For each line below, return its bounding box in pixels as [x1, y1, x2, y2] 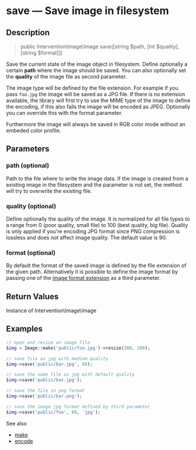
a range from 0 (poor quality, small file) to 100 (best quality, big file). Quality [6, 221, 188, 228]
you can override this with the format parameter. [6, 110, 123, 116]
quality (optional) [6, 202, 57, 210]
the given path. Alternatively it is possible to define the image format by [6, 268, 178, 275]
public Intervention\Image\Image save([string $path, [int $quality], [20, 43, 180, 50]
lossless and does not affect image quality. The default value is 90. [6, 234, 167, 241]
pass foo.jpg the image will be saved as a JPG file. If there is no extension [6, 91, 185, 97]
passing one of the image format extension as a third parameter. [6, 275, 161, 282]
